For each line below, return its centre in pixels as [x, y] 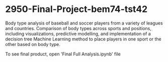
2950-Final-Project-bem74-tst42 [76, 9]
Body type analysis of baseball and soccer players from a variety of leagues [84, 23]
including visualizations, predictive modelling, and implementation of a [78, 33]
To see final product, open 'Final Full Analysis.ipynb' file [63, 54]
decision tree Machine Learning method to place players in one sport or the [83, 39]
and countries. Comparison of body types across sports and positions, [78, 28]
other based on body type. [33, 44]
